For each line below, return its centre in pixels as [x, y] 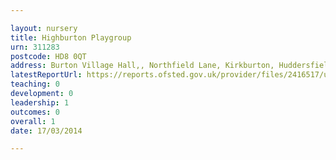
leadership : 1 [40, 102]
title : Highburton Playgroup [71, 37]
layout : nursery [44, 28]
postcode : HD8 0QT [48, 56]
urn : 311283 [35, 47]
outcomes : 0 [35, 112]
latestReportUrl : [46, 75]
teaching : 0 [35, 84]
